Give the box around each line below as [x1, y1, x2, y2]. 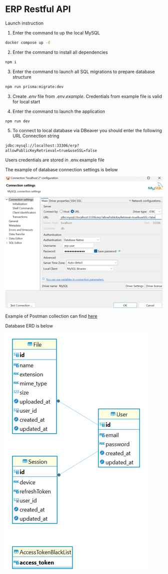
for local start [12, 99, 40, 105]
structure [12, 74, 31, 80]
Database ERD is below [5, 323, 53, 329]
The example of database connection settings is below [5, 167, 118, 173]
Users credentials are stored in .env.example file [5, 157, 105, 163]
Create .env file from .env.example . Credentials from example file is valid [12, 93, 162, 99]
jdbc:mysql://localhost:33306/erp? [5, 143, 79, 148]
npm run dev [5, 119, 30, 124]
